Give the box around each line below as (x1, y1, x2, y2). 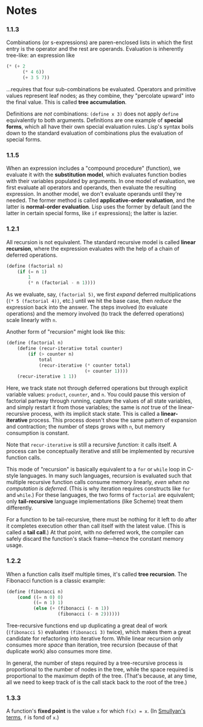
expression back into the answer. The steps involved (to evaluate (6, 303, 168, 311)
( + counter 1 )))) (84, 368, 129, 374)
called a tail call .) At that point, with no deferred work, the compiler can (6, 529, 184, 536)
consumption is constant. (6, 430, 69, 437)
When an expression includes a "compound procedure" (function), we (6, 164, 181, 172)
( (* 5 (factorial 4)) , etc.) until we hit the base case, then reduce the (6, 297, 181, 305)
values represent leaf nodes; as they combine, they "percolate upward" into (6, 92, 195, 100)
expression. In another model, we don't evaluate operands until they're (6, 190, 182, 198)
